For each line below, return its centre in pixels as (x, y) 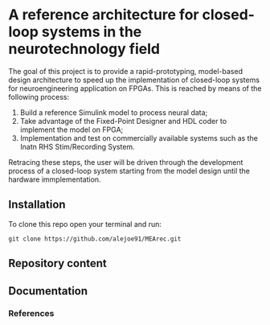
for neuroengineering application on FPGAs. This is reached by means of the (135, 88)
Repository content (57, 263)
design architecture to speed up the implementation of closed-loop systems (134, 80)
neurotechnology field (84, 49)
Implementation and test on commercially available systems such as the (139, 138)
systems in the (92, 32)
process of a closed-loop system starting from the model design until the (129, 171)
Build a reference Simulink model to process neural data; (114, 112)
